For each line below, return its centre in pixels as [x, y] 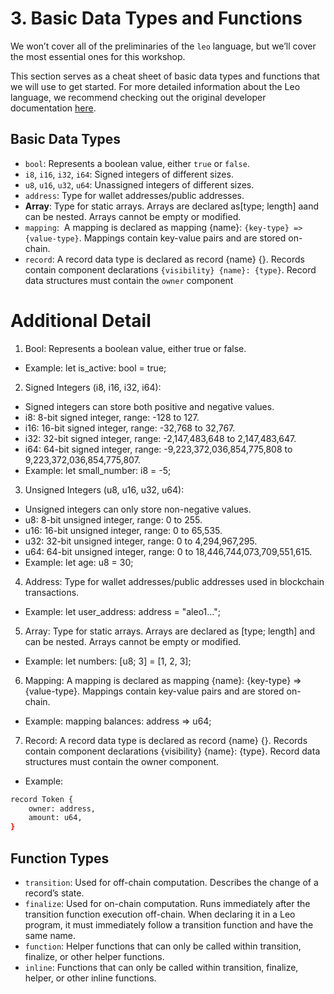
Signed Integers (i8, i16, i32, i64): [93, 387]
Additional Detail [81, 320]
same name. [50, 935]
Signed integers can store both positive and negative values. [149, 406]
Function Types [60, 858]
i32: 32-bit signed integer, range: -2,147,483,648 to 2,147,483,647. [160, 438]
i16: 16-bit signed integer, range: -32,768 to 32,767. [130, 428]
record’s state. [54, 893]
